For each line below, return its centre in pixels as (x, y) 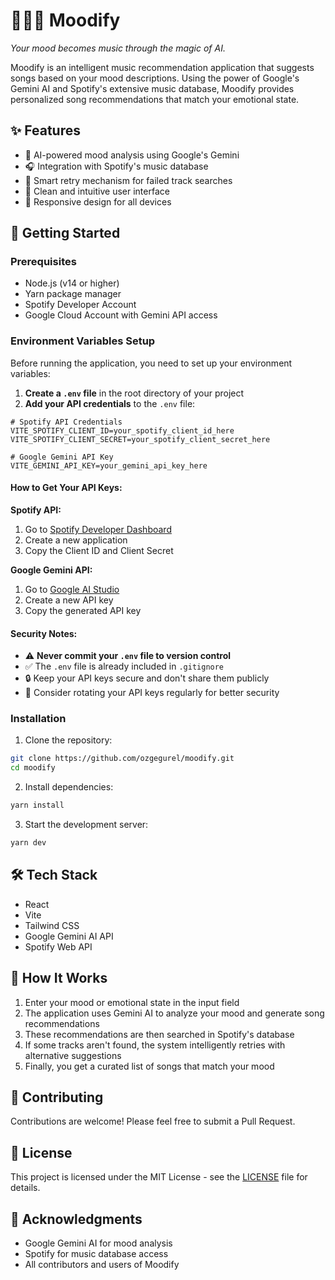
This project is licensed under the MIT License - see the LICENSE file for (159, 1177)
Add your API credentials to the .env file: (110, 403)
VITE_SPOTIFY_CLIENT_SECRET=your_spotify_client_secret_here (140, 439)
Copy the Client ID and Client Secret (99, 550)
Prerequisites (43, 262)
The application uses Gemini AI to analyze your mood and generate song (174, 1013)
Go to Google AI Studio (72, 589)
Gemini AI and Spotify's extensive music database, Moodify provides (152, 88)
